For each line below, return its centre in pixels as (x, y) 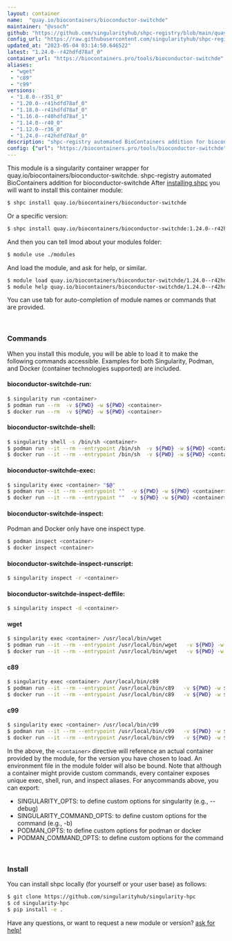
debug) (28, 808)
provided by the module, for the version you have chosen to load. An (105, 758)
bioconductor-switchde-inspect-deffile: (66, 593)
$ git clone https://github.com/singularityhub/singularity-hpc (101, 897)
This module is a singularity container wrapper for (78, 168)
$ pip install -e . (35, 909)
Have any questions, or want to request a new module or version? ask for (111, 922)
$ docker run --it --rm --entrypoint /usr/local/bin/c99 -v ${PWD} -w (114, 738)
